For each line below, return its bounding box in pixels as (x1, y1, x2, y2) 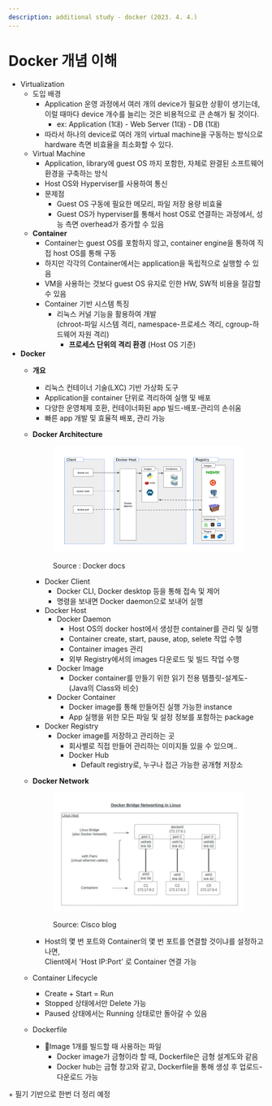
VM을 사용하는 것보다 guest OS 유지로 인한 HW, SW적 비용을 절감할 (44, 279, 261, 288)
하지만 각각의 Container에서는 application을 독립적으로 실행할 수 (44, 258, 251, 268)
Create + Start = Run (44, 988, 114, 998)
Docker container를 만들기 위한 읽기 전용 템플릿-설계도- (68, 673, 248, 683)
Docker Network (32, 776, 89, 786)
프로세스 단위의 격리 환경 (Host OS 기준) (68, 339, 196, 349)
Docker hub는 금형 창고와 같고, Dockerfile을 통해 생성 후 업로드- (56, 1061, 263, 1071)
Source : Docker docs (52, 561, 126, 571)
